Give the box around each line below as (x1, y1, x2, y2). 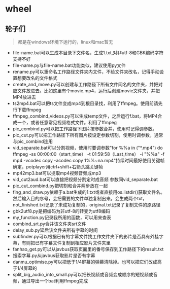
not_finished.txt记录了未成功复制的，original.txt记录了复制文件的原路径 (12, 202, 161, 208)
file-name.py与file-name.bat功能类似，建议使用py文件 (12, 62, 126, 68)
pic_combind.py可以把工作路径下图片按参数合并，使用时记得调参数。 (12, 126, 157, 132)
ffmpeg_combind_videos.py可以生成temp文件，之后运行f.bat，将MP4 (12, 113, 158, 119)
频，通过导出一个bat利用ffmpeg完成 (12, 278, 88, 284)
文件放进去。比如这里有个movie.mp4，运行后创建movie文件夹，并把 (17, 88, 160, 94)
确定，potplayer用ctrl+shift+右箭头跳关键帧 (12, 164, 104, 170)
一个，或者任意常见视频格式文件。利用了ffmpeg (17, 120, 117, 125)
